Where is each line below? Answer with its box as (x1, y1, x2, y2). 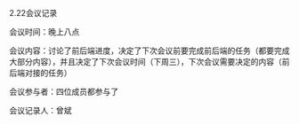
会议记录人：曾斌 (9, 105, 72, 115)
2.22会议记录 (9, 8, 58, 18)
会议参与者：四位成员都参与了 (9, 87, 118, 97)
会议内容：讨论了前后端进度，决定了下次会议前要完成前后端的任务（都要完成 (9, 45, 290, 56)
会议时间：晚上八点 (9, 27, 80, 37)
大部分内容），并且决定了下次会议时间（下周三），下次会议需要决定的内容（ (9, 57, 282, 66)
